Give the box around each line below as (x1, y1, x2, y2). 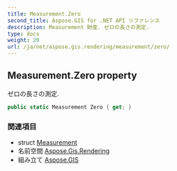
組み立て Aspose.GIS (17, 155, 79, 164)
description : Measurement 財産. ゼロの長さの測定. (7, 23, 150, 31)
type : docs (7, 30, 40, 38)
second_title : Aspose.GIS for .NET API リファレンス (7, 17, 161, 24)
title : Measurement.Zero (7, 10, 81, 18)
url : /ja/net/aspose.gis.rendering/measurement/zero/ (7, 43, 171, 50)
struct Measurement (17, 138, 77, 146)
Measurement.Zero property (7, 70, 137, 82)
